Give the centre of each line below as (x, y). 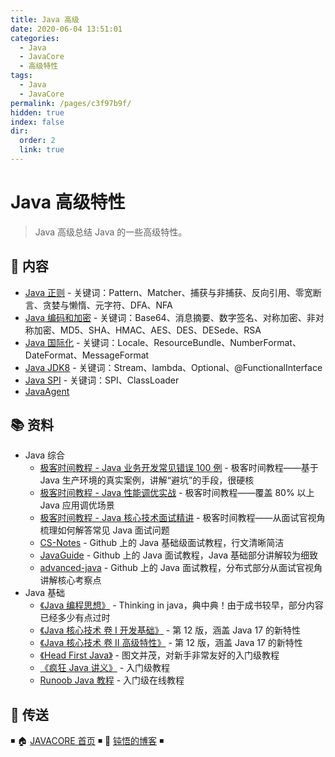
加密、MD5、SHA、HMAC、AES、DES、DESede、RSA (147, 330)
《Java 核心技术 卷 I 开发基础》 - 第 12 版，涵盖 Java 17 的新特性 (170, 630)
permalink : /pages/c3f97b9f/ (71, 103)
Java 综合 (45, 455)
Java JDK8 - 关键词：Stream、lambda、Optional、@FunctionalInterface (173, 367)
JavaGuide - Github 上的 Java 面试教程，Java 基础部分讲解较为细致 (178, 555)
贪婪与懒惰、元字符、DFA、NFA (107, 305)
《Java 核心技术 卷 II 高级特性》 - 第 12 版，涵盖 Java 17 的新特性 (171, 643)
